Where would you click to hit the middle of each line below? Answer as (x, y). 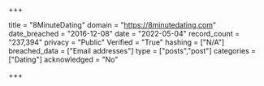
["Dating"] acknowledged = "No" (63, 59)
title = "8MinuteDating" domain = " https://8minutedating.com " (113, 25)
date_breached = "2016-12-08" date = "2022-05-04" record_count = (124, 34)
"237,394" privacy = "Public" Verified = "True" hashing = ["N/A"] (117, 42)
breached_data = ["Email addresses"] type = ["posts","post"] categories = (132, 51)
